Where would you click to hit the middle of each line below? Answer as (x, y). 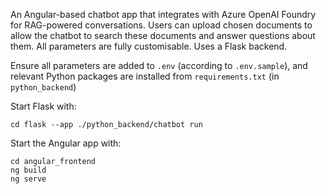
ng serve (28, 179)
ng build (28, 170)
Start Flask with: (43, 106)
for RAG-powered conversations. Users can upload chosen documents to (161, 25)
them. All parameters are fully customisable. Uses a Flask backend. (149, 46)
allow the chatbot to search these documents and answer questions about (163, 35)
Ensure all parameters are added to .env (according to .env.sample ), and (159, 65)
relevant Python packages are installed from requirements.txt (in (145, 76)
